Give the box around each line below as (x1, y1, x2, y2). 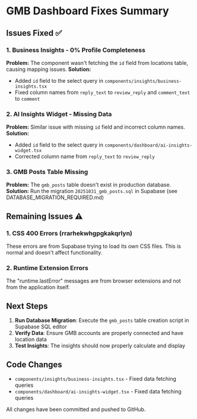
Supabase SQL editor (14, 323, 67, 330)
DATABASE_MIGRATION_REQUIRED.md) (6, 194, 104, 201)
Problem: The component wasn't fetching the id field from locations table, (6, 59, 189, 66)
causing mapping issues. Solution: (6, 66, 91, 73)
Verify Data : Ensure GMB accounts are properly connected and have (14, 330, 184, 337)
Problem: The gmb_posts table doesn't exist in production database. (6, 181, 171, 188)
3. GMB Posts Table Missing (6, 168, 88, 176)
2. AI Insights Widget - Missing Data (6, 110, 112, 118)
